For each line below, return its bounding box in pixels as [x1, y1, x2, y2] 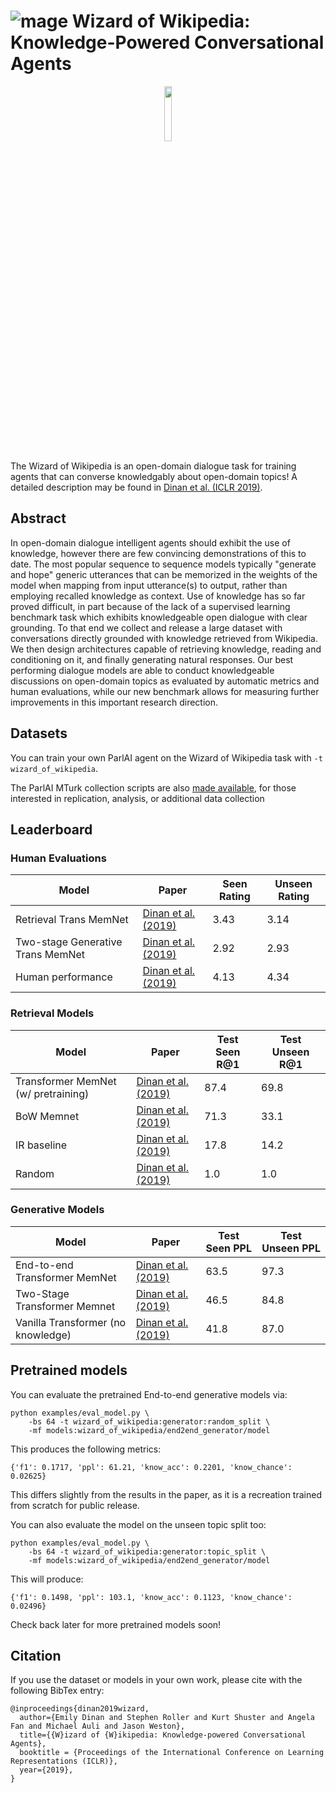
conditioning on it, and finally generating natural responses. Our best [10, 653, 294, 665]
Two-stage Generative [15, 935, 123, 949]
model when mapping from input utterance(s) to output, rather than [10, 579, 288, 591]
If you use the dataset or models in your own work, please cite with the [10, 1674, 303, 1686]
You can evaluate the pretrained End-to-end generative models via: [10, 1388, 288, 1400]
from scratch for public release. [10, 1499, 140, 1511]
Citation [10, 1648, 62, 1665]
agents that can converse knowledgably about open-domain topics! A [10, 470, 298, 482]
